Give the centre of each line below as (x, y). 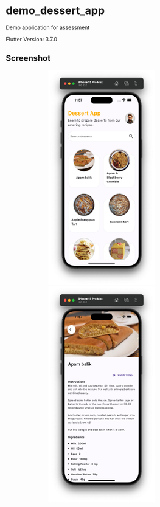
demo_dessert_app (55, 11)
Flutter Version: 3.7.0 (31, 39)
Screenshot (28, 58)
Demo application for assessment (48, 27)
